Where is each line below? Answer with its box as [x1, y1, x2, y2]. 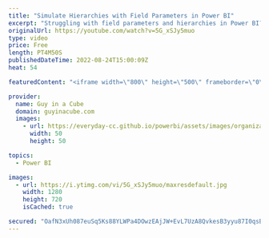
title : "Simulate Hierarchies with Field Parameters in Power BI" [8, 11, 235, 20]
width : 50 [29, 129, 62, 138]
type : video [8, 34, 48, 42]
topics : [8, 151, 34, 160]
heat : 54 [8, 64, 38, 72]
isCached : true [22, 203, 74, 212]
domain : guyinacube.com [15, 107, 94, 116]
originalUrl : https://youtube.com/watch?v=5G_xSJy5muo [8, 26, 195, 34]
